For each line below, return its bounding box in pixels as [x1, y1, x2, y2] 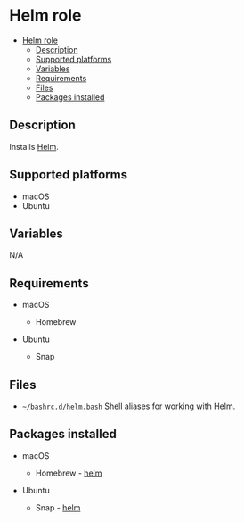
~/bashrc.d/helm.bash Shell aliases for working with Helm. [21, 401, 236, 411]
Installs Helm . [9, 141, 60, 152]
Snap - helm [35, 501, 81, 513]
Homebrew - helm [35, 468, 102, 478]
